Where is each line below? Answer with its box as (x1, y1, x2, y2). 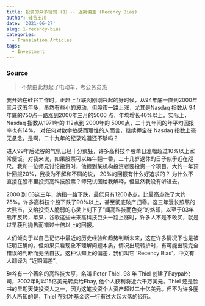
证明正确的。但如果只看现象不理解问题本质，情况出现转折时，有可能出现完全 (6, 242, 199, 249)
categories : (6, 32, 37, 38)
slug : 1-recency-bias (6, 26, 62, 32)
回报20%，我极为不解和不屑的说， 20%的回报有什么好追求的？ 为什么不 (11, 170, 194, 177)
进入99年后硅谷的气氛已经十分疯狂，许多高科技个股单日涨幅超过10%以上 (6, 148, 190, 155)
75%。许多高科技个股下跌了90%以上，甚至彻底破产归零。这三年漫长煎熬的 (6, 199, 196, 206)
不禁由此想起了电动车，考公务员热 (21, 84, 107, 91)
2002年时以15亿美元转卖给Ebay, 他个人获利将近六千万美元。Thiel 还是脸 (16, 278, 198, 285)
